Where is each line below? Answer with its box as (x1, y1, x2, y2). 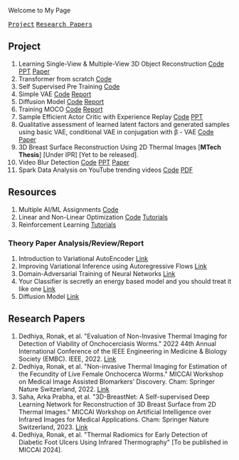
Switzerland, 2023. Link (18, 422, 88, 431)
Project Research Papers (8, 21, 93, 28)
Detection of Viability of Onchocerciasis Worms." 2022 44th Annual (18, 339, 216, 348)
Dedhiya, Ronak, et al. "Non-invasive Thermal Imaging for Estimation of (18, 362, 228, 370)
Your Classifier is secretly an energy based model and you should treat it (18, 277, 232, 285)
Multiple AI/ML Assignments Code (18, 205, 119, 213)
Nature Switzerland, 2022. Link (18, 384, 110, 393)
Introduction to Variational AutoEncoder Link (18, 254, 149, 262)
